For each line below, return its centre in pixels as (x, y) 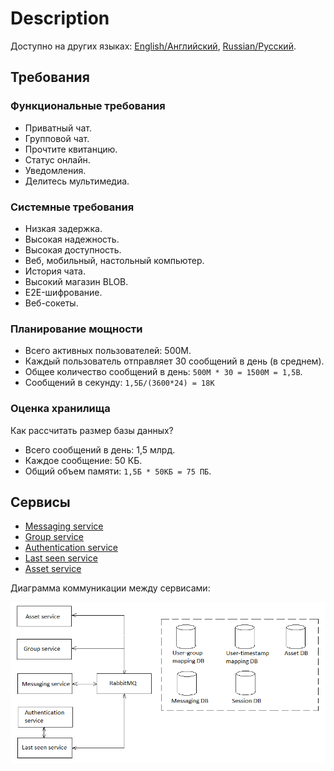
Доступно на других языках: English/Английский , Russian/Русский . (153, 46)
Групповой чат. (57, 138)
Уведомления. (55, 170)
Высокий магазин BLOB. (76, 281)
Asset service (53, 569)
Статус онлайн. (57, 159)
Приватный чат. (58, 128)
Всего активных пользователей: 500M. (108, 351)
